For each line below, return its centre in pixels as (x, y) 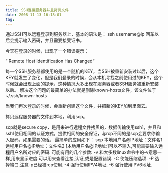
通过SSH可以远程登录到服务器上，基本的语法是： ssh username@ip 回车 (80, 34)
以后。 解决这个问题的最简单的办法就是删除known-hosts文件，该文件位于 (81, 90)
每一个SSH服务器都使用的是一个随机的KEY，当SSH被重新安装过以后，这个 (82, 71)
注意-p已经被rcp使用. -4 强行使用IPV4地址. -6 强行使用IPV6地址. (86, 165)
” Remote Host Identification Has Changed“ (50, 61)
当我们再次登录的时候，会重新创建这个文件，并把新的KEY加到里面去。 (78, 106)
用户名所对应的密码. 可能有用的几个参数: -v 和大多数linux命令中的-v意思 (83, 152)
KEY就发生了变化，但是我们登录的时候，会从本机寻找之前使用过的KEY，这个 (84, 78)
